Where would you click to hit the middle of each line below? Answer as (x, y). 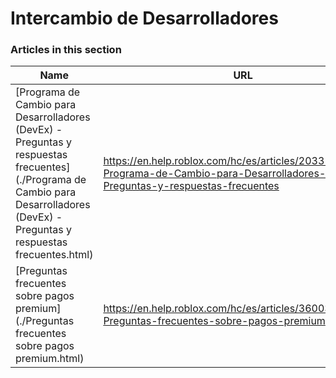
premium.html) (50, 359)
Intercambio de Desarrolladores (144, 18)
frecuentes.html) (54, 255)
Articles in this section (66, 50)
